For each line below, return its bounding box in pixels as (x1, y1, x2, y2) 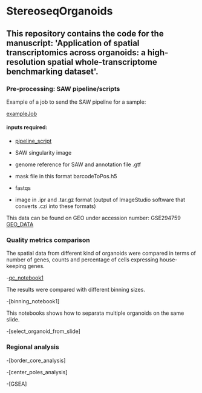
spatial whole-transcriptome (47, 56, 157, 67)
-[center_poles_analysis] (6, 368, 68, 375)
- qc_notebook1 (6, 274, 44, 281)
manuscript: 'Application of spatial (6, 38, 140, 48)
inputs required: (6, 124, 48, 131)
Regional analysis (6, 343, 59, 351)
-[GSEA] (6, 380, 27, 388)
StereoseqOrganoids (6, 4, 113, 18)
